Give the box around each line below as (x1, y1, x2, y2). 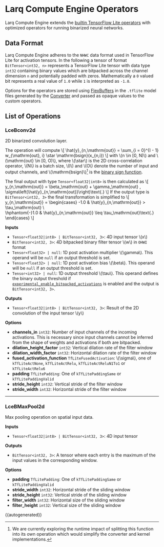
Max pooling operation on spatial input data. (5, 414, 94, 420)
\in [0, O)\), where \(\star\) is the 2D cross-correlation (35, 158, 143, 164)
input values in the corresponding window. (12, 457, 98, 463)
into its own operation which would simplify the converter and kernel (12, 531, 150, 537)
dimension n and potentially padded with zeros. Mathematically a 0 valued (5, 72, 154, 79)
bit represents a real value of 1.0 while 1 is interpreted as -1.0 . (5, 78, 131, 84)
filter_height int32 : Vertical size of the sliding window (12, 502, 121, 508)
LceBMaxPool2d (5, 403, 45, 410)
